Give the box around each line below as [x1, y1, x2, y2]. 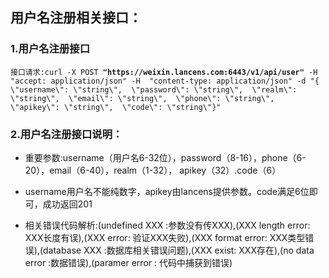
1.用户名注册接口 [10, 42, 91, 56]
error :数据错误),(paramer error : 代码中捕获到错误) [24, 256, 233, 268]
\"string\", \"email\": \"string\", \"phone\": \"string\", [10, 93, 275, 103]
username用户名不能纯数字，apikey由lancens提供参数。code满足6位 [24, 185, 310, 197]
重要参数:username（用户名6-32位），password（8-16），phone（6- [24, 151, 307, 163]
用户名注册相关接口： [10, 9, 142, 27]
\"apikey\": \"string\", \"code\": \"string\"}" [10, 102, 222, 112]
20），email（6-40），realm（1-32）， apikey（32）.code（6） [24, 164, 282, 176]
